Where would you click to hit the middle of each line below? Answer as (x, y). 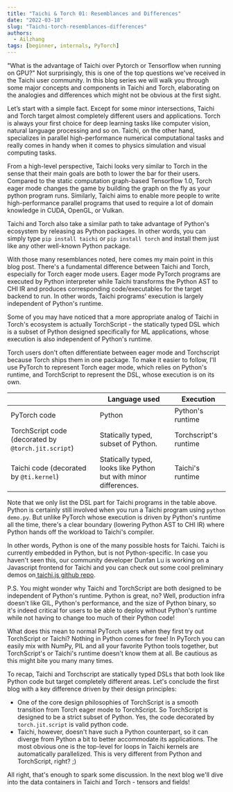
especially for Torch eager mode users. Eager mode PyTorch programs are (114, 274)
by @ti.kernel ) (35, 477)
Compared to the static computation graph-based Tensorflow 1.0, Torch (110, 181)
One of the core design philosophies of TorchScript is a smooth (108, 702)
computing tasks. (32, 153)
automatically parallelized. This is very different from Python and (110, 754)
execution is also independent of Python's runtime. (80, 339)
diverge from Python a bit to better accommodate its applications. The (118, 739)
